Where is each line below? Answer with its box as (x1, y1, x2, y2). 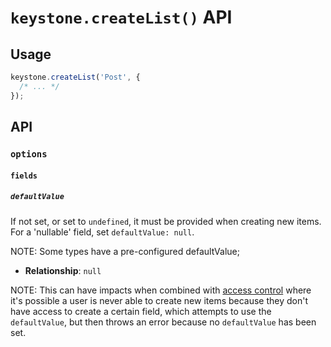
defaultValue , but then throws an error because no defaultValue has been (10, 316, 317, 328)
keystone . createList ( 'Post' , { (10, 72, 141, 82)
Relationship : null (24, 264, 102, 276)
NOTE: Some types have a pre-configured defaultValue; (10, 245, 240, 257)
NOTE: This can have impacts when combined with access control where (10, 284, 312, 296)
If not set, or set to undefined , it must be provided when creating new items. (10, 215, 322, 227)
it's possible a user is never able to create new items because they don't (10, 294, 309, 306)
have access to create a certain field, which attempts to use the (10, 305, 272, 317)
